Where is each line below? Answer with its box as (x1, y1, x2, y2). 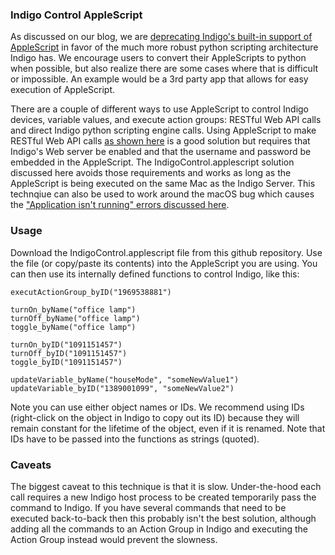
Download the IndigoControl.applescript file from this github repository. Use (10, 246, 323, 258)
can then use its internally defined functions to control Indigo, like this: (10, 268, 300, 280)
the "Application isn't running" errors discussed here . (10, 199, 230, 211)
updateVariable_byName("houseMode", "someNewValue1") (10, 374, 240, 385)
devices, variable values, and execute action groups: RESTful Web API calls (10, 114, 322, 126)
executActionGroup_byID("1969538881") (10, 287, 172, 297)
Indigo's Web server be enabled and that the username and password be (10, 146, 312, 158)
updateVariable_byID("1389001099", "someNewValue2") (10, 383, 235, 393)
